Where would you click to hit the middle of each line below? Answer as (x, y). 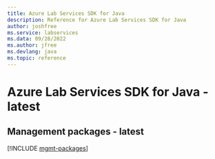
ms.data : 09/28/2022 (37, 39)
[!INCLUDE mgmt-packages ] (48, 148)
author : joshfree (32, 26)
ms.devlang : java (32, 52)
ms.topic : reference (37, 58)
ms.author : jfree (32, 45)
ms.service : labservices (43, 33)
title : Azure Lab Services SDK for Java (66, 13)
